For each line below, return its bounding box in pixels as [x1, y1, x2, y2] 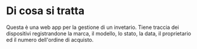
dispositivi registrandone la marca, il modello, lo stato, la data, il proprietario [6, 30, 192, 37]
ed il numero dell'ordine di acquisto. [6, 36, 94, 43]
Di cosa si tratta [6, 4, 85, 18]
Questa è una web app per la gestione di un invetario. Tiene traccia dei [6, 24, 179, 31]
